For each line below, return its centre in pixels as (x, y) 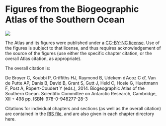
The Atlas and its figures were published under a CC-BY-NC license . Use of (83, 43)
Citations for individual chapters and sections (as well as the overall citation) (83, 108)
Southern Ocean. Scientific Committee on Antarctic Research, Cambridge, (81, 93)
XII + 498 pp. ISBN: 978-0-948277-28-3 (46, 99)
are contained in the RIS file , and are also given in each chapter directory (80, 114)
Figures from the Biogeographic (72, 9)
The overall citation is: (28, 68)
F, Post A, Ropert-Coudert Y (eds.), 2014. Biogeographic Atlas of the (75, 88)
